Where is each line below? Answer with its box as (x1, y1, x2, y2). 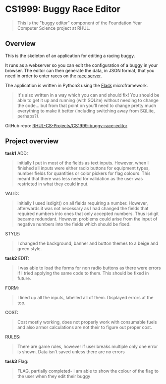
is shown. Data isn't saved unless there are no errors (17, 348, 125, 355)
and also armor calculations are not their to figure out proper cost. (17, 324, 153, 330)
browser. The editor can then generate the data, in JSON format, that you (5, 67, 155, 73)
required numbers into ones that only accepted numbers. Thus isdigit (17, 211, 159, 217)
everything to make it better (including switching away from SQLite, (17, 108, 155, 113)
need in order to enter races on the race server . (5, 73, 102, 79)
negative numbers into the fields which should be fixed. (17, 221, 131, 227)
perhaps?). (17, 113, 40, 119)
